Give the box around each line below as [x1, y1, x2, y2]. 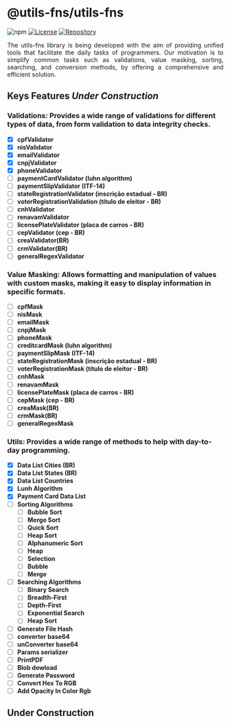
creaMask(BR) [16, 403, 60, 411]
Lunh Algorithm [16, 485, 63, 493]
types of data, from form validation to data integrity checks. [7, 119, 211, 129]
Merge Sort [27, 516, 60, 524]
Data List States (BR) [16, 469, 78, 477]
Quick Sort [27, 523, 59, 531]
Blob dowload [16, 663, 58, 671]
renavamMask [16, 380, 60, 389]
